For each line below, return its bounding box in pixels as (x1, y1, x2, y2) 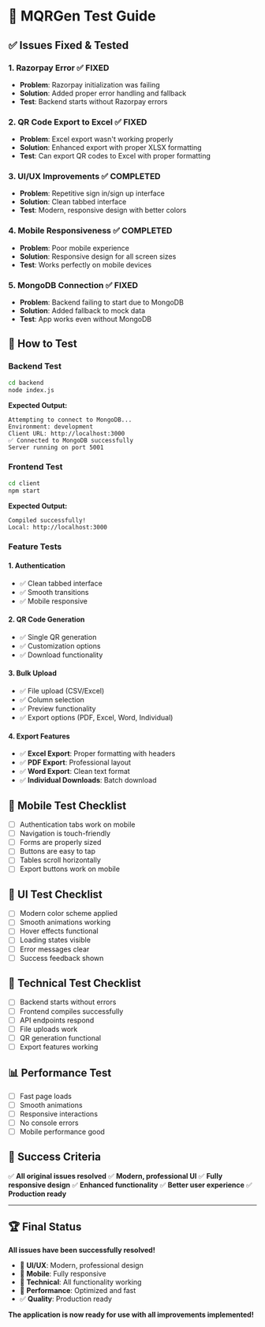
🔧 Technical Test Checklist (8, 977, 142, 990)
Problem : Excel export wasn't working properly (19, 134, 174, 144)
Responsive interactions (19, 1108, 99, 1119)
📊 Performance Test (8, 1067, 112, 1080)
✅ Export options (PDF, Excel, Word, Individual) (19, 713, 174, 723)
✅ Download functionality (19, 650, 103, 660)
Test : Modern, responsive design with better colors (19, 205, 187, 215)
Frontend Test (8, 462, 63, 473)
